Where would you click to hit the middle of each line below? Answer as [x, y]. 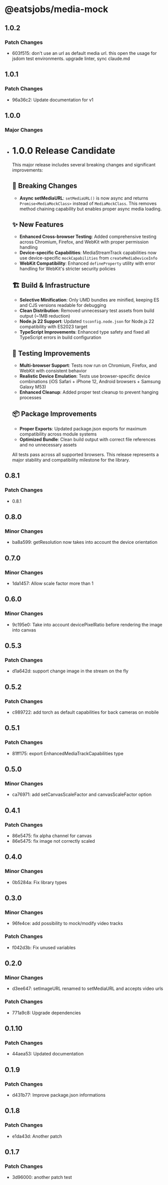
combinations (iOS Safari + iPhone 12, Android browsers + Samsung [90, 382]
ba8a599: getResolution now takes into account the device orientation [85, 542]
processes [30, 398]
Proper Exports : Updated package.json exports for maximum [83, 428]
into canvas [24, 630]
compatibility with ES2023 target [53, 327]
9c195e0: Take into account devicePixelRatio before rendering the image [87, 625]
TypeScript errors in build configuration [60, 337]
